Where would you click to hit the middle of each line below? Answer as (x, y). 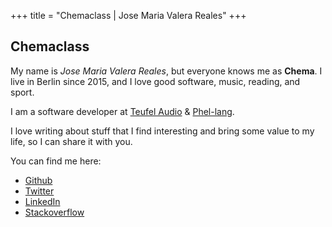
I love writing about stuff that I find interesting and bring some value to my (162, 131)
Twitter (39, 191)
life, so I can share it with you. (71, 141)
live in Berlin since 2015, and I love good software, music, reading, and (155, 81)
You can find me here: (56, 161)
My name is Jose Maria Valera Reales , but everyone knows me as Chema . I (166, 71)
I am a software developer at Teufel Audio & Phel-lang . (122, 111)
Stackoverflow (54, 212)
